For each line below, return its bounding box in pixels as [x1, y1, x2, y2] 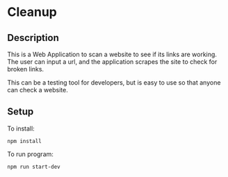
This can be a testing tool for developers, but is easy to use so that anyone [7, 78, 221, 87]
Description [7, 32, 59, 44]
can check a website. [7, 86, 68, 94]
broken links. [7, 65, 44, 73]
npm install [7, 137, 42, 144]
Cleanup [7, 4, 58, 20]
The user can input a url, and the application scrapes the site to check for [7, 58, 218, 66]
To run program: [7, 150, 54, 158]
